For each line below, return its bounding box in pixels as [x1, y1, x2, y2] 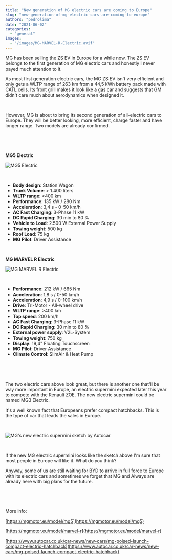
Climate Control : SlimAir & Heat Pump [12, 351, 94, 357]
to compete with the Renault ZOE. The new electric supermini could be [5, 392, 155, 398]
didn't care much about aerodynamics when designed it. [5, 92, 124, 98]
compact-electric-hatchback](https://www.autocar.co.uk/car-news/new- [5, 543, 159, 549]
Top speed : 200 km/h [12, 313, 59, 319]
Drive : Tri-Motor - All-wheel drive [12, 302, 84, 308]
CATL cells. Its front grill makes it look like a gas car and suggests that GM [5, 86, 162, 93]
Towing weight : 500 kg [12, 226, 62, 232]
